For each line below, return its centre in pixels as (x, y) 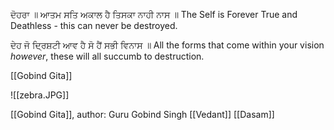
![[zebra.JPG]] (40, 95)
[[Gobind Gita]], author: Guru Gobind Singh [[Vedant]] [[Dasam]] (142, 114)
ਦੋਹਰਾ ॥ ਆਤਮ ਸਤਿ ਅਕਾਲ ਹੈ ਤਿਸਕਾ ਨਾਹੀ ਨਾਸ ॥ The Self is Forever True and (154, 14)
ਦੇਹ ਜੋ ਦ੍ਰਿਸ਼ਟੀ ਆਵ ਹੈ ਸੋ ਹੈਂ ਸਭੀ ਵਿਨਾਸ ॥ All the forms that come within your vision (167, 45)
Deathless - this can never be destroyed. (94, 25)
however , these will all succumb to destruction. (107, 56)
